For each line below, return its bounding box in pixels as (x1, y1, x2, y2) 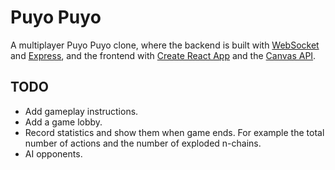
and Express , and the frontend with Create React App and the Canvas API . (10, 49, 317, 61)
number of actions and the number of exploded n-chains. (24, 137, 262, 149)
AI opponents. (24, 147, 83, 160)
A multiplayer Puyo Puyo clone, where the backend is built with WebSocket (10, 39, 320, 51)
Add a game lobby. (24, 116, 103, 128)
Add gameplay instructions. (24, 105, 139, 117)
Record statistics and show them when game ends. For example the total (24, 126, 325, 138)
